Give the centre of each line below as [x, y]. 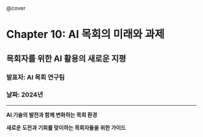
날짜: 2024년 [25, 95]
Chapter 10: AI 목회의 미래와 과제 [85, 34]
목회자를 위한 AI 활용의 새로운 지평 [66, 58]
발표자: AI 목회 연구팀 [36, 77]
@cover [16, 8]
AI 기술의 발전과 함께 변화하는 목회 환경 [52, 115]
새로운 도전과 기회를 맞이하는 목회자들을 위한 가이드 [66, 127]
